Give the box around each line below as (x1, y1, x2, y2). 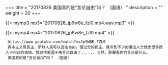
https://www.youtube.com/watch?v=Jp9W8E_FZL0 (7, 39, 106, 44)
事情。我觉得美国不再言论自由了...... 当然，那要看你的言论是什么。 (24, 50, 150, 55)
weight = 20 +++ (5, 10, 41, 16)
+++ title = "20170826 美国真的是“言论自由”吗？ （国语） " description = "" (5, 5, 163, 10)
